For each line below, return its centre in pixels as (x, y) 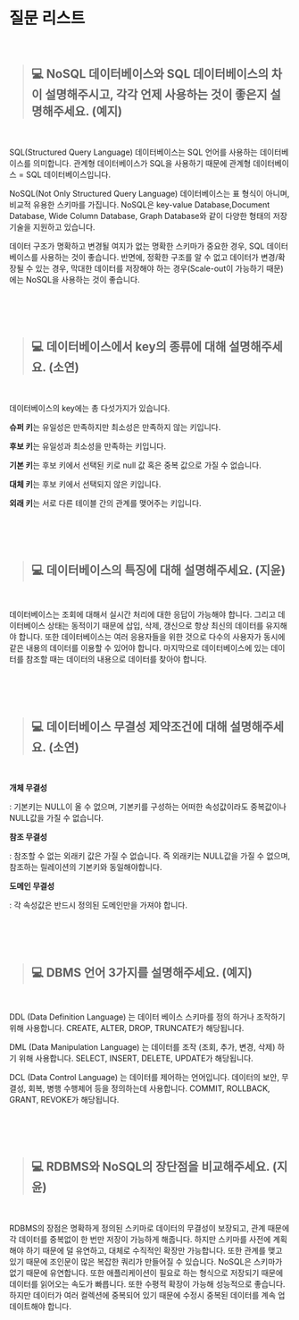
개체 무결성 (28, 788)
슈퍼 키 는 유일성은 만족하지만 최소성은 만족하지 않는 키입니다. (115, 427)
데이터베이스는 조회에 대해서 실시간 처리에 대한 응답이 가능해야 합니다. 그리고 (143, 614)
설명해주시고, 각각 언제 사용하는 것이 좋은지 (156, 95)
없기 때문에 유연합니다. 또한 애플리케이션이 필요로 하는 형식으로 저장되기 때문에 (146, 1273)
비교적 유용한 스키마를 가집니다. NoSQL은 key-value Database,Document (140, 204)
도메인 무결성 (32, 886)
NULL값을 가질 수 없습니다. (57, 818)
